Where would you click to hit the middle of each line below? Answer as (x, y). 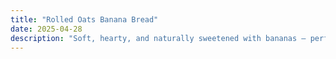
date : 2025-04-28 (46, 29)
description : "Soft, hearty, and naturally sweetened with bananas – (158, 38)
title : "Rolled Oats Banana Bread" (84, 19)
